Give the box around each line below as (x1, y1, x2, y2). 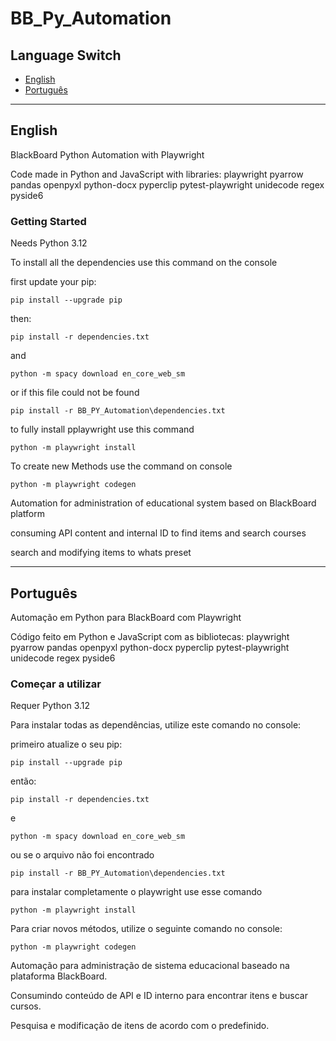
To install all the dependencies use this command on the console (10, 257, 278, 269)
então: (10, 775, 37, 787)
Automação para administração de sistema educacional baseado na (10, 960, 290, 972)
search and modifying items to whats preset (10, 547, 192, 559)
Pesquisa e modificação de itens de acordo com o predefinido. (10, 1020, 270, 1032)
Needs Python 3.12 (10, 237, 88, 249)
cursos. (10, 1000, 42, 1012)
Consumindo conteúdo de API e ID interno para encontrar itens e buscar (10, 990, 308, 1002)
